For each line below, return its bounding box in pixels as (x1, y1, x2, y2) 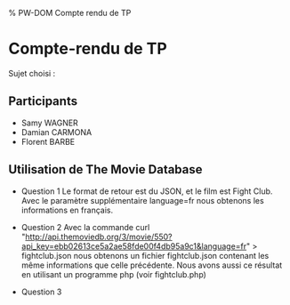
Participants (8, 93, 77, 109)
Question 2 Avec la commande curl (20, 221, 150, 232)
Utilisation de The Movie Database (8, 162, 203, 177)
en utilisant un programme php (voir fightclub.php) (20, 269, 206, 279)
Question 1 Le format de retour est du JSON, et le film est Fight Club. (20, 186, 273, 197)
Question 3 (20, 286, 62, 297)
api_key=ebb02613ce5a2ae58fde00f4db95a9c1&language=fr (20, 240, 247, 252)
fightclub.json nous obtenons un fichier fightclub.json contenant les (20, 250, 270, 261)
